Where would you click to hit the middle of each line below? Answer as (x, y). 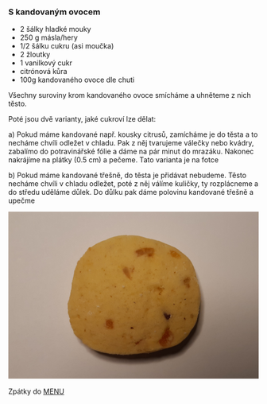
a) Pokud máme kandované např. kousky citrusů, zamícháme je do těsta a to (133, 134)
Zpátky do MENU (37, 391)
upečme (22, 200)
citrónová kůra (43, 72)
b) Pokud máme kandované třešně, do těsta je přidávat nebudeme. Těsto (128, 175)
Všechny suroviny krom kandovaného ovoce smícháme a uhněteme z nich (130, 95)
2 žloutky (35, 55)
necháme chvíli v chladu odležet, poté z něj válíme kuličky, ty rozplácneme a (133, 184)
